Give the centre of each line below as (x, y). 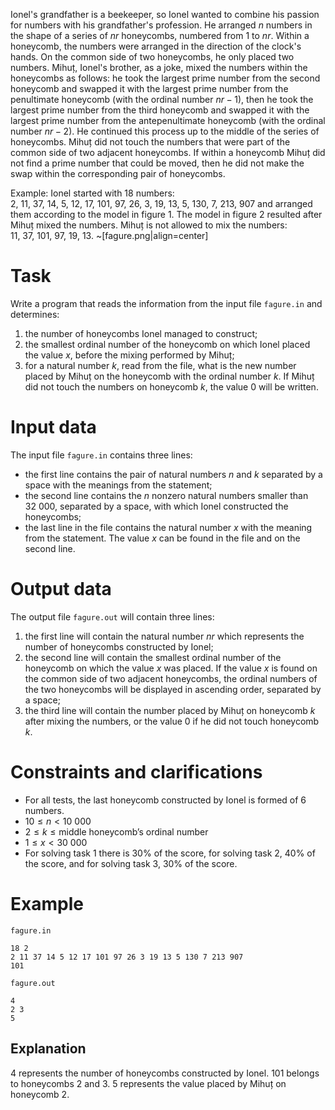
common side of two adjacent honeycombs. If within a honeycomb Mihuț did (168, 152)
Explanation (48, 1049)
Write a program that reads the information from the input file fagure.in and (166, 303)
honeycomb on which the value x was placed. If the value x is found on (171, 668)
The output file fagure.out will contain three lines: (112, 616)
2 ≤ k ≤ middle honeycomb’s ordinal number (116, 831)
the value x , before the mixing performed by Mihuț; (129, 355)
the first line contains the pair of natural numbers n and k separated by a (173, 474)
